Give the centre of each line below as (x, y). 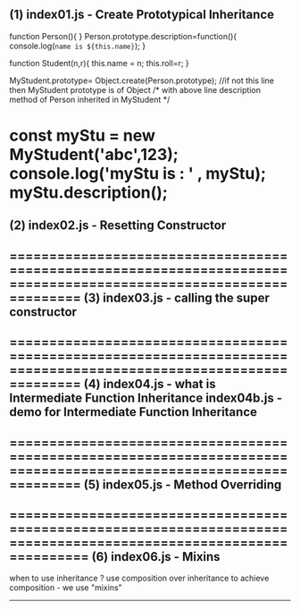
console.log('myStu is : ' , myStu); (137, 174)
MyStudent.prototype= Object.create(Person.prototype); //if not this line (142, 80)
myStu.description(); (88, 192)
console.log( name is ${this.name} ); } (77, 46)
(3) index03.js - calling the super (176, 297)
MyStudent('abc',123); (94, 155)
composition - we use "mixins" (66, 588)
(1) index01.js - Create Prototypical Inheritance (142, 15)
